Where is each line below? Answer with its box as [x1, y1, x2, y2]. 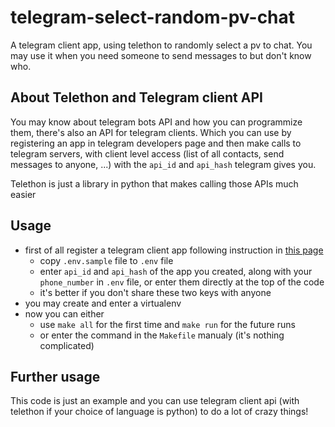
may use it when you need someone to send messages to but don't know [10, 49, 312, 61]
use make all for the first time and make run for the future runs [39, 318, 296, 330]
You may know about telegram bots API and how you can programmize [10, 116, 303, 128]
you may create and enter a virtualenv [24, 297, 182, 309]
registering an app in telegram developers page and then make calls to [10, 137, 302, 149]
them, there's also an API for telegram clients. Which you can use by [10, 126, 292, 138]
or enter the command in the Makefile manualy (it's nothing [39, 329, 285, 341]
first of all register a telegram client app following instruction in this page [24, 244, 324, 256]
